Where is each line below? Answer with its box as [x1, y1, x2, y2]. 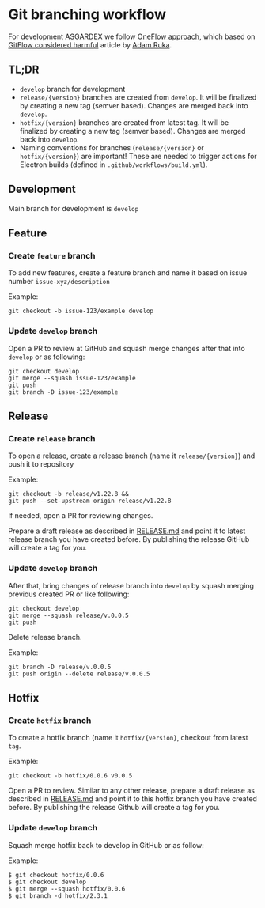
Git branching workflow [8, 6, 167, 24]
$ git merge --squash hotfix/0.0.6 [8, 884, 126, 893]
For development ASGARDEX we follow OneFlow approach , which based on [8, 32, 256, 41]
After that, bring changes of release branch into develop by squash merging [8, 581, 255, 590]
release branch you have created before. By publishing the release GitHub [8, 535, 250, 544]
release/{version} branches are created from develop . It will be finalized [19, 93, 257, 102]
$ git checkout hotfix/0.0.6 [8, 871, 104, 879]
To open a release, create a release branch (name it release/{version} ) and [8, 451, 256, 460]
